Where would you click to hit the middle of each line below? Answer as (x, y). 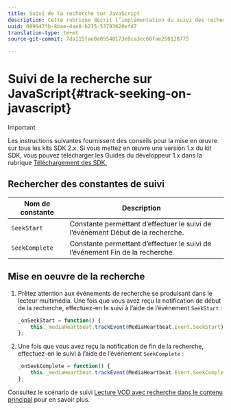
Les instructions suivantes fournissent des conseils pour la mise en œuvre (113, 141)
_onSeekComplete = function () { (64, 366)
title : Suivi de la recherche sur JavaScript (74, 13)
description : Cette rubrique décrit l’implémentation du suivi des (106, 20)
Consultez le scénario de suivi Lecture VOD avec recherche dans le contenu (115, 392)
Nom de (37, 204)
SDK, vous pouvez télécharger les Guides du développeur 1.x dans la (105, 155)
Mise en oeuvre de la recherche (76, 277)
